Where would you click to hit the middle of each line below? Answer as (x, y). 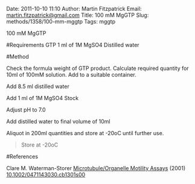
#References (22, 157)
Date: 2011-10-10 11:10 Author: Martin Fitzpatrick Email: (74, 9)
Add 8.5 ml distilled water (38, 86)
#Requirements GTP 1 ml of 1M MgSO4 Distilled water (73, 45)
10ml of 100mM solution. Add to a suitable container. (72, 75)
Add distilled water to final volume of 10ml (58, 121)
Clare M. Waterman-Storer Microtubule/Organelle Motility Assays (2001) (96, 168)
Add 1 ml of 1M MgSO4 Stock (43, 98)
